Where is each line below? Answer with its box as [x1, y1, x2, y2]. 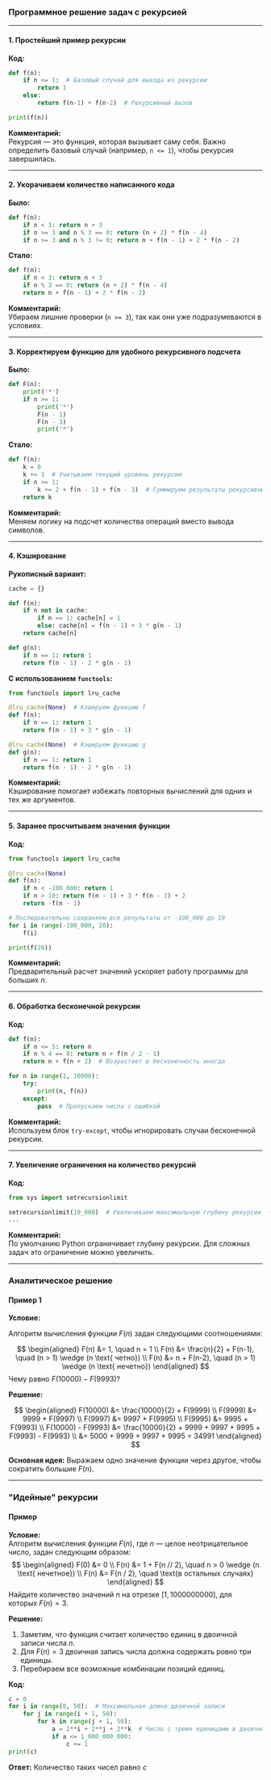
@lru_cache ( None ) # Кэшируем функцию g [8, 740, 147, 749]
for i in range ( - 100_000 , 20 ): [8, 921, 114, 929]
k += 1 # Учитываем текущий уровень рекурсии [23, 471, 182, 479]
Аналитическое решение [8, 1275, 113, 1286]
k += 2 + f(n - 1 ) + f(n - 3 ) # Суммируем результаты [37, 486, 226, 494]
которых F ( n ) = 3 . [8, 1598, 69, 1608]
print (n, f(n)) [37, 1087, 89, 1095]
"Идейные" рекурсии [8, 1492, 98, 1503]
